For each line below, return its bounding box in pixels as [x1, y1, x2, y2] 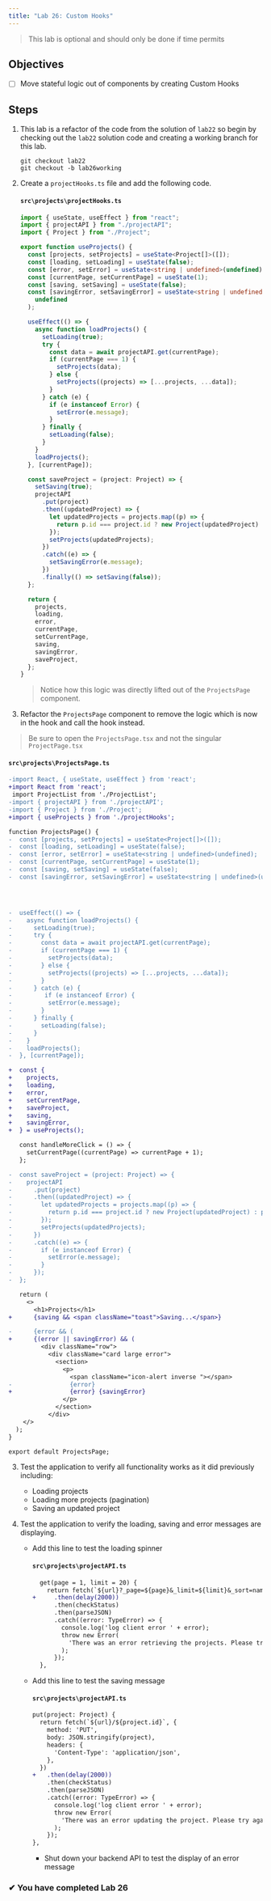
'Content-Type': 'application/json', [53, 1748, 181, 1756]
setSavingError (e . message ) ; [49, 558, 144, 566]
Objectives [8, 57, 65, 71]
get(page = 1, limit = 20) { [39, 1578, 138, 1586]
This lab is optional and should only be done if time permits [27, 34, 225, 44]
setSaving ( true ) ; [35, 483, 94, 491]
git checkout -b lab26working [19, 164, 123, 172]
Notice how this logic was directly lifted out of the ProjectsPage [40, 685, 251, 695]
